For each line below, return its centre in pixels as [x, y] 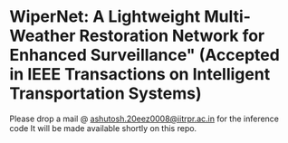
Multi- [227, 17]
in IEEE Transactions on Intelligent [140, 75]
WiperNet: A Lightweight [105, 17]
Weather [43, 36]
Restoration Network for [172, 36]
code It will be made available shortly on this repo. [103, 128]
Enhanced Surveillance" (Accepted [145, 55]
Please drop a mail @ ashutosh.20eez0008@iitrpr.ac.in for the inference [144, 119]
